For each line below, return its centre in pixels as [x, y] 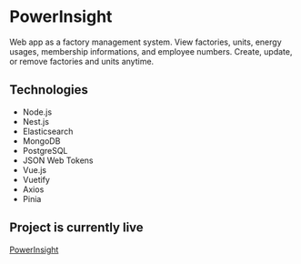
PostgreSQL [45, 150]
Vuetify [36, 179]
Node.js [37, 112]
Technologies [49, 90]
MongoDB [41, 141]
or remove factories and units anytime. [82, 61]
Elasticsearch [48, 131]
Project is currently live [76, 228]
